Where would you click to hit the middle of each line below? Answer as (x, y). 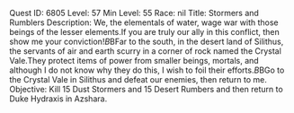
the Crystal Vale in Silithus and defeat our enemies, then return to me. (138, 79)
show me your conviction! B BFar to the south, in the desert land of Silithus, (147, 41)
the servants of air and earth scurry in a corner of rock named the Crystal (145, 51)
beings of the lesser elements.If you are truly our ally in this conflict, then (145, 32)
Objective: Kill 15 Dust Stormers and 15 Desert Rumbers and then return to (146, 89)
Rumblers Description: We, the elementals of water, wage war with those (144, 22)
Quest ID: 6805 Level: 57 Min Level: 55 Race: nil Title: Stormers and (134, 13)
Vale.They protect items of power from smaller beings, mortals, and (134, 61)
